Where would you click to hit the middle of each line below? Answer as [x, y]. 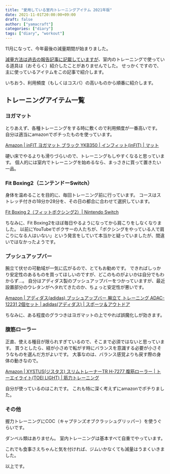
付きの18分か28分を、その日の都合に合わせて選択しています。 [88, 201]
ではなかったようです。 [34, 242]
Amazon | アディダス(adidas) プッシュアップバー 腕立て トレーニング [77, 298]
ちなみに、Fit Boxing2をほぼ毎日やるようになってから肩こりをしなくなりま [83, 223]
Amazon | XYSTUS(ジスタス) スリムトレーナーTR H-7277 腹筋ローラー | [80, 371]
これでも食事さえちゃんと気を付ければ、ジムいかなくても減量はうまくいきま [85, 449]
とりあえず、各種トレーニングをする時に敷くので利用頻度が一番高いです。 [83, 128]
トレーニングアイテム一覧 [45, 100]
